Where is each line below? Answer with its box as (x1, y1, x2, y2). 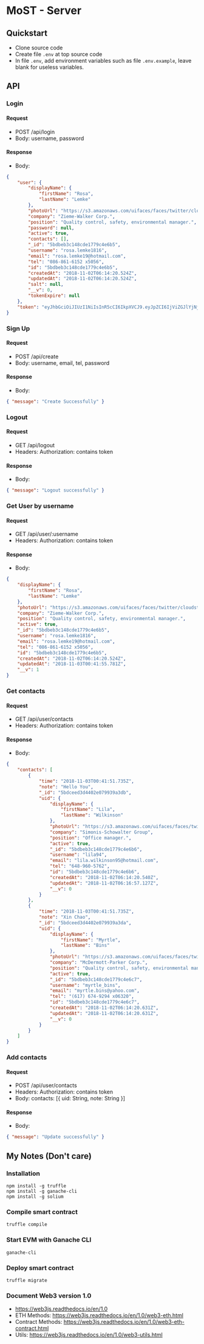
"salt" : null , (28, 281, 64, 288)
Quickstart (6, 28, 48, 38)
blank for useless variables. (15, 63, 84, 71)
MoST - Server (6, 4, 82, 18)
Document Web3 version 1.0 (6, 1291, 92, 1300)
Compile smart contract (6, 1208, 78, 1216)
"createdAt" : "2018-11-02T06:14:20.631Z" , (49, 1005, 159, 1011)
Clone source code (15, 44, 63, 51)
